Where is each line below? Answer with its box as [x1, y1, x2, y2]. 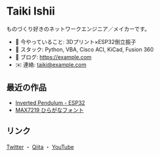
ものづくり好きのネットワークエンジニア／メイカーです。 [6, 25, 150, 32]
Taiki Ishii [6, 4, 56, 18]
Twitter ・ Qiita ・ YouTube [6, 143, 75, 151]
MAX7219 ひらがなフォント [15, 106, 84, 113]
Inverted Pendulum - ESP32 [15, 99, 85, 106]
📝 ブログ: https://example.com [15, 53, 92, 60]
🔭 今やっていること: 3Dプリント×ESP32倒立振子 [15, 38, 136, 45]
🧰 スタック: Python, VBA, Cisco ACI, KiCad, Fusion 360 [15, 46, 154, 53]
